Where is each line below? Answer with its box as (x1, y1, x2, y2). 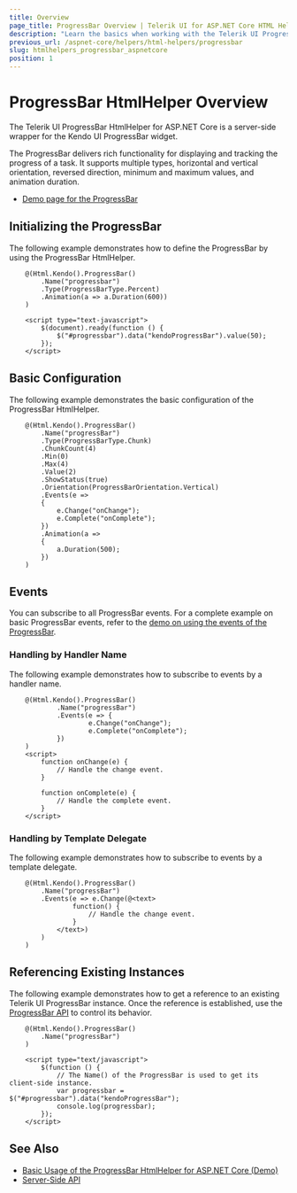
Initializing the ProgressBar (9, 219, 162, 235)
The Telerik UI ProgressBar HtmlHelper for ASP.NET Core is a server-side (9, 121, 277, 132)
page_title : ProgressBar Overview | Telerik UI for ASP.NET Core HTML (9, 21, 275, 30)
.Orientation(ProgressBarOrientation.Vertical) (41, 483, 219, 492)
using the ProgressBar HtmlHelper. (9, 252, 135, 262)
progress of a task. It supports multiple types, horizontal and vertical (9, 157, 259, 168)
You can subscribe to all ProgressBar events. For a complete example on (9, 608, 274, 618)
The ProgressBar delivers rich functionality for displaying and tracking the (9, 148, 278, 159)
